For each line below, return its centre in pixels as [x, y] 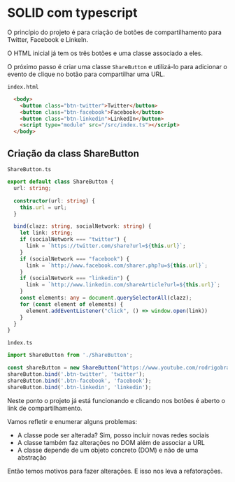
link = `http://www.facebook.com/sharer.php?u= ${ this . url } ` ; [117, 265]
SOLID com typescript [72, 13]
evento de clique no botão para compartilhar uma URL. [86, 74]
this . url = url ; [44, 207]
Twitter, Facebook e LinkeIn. [48, 39]
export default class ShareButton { [60, 182]
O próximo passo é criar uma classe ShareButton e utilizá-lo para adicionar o [117, 66]
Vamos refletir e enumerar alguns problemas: [72, 421]
